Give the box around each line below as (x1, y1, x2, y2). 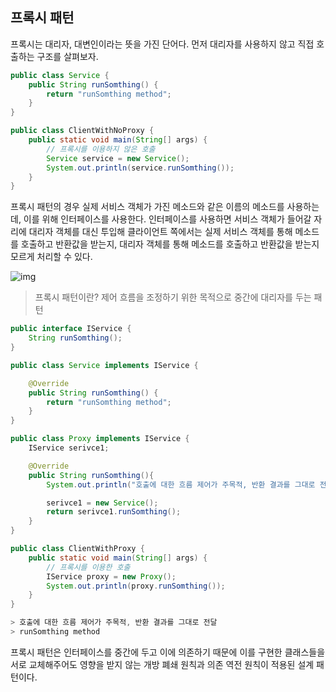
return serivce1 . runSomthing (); (46, 507, 182, 517)
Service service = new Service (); (46, 153, 190, 163)
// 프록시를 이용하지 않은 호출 (46, 144, 156, 154)
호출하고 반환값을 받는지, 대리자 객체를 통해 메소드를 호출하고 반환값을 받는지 (20, 238, 320, 250)
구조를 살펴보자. (36, 50, 99, 62)
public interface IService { (10, 324, 132, 334)
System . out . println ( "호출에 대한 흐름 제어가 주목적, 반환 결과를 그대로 (46, 479, 316, 490)
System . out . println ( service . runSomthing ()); (46, 163, 235, 173)
